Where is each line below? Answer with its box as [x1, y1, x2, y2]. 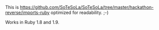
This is [5, 4, 19, 10]
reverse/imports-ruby [5, 9, 50, 15]
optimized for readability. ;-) [50, 9, 109, 15]
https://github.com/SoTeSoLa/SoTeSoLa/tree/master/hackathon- [20, 4, 154, 10]
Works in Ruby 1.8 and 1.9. [5, 19, 59, 25]
